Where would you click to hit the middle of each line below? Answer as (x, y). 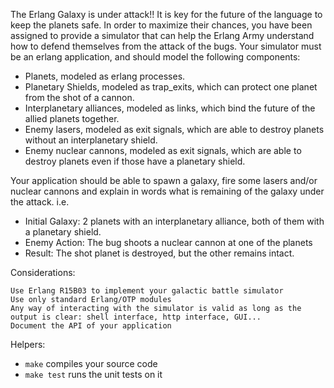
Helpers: (28, 344)
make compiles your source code (91, 363)
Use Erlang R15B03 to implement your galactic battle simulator (147, 291)
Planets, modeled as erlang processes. (105, 76)
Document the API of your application (91, 326)
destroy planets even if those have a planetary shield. (135, 161)
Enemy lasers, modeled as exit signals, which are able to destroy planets (174, 129)
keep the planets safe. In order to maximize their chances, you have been (161, 25)
